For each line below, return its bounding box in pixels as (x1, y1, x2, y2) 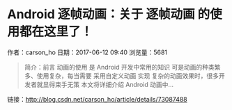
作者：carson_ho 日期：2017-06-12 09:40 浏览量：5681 (7, 48, 168, 56)
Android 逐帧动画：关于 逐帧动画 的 (7, 6, 210, 22)
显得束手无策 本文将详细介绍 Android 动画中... (42, 80, 174, 88)
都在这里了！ (20, 24, 93, 40)
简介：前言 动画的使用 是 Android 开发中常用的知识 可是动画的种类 (24, 63, 215, 71)
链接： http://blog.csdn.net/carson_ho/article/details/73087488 (7, 95, 188, 103)
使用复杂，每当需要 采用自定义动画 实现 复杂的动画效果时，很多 (36, 71, 219, 80)
